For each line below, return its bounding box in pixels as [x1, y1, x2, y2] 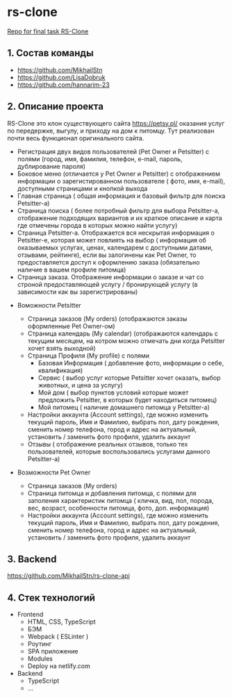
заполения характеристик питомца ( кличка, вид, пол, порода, [27, 496, 214, 504]
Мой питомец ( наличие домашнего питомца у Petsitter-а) [38, 403, 210, 411]
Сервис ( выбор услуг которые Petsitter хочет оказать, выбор [38, 373, 221, 382]
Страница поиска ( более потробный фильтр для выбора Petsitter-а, [17, 206, 220, 215]
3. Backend [7, 553, 57, 565]
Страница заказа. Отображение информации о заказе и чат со [17, 272, 204, 281]
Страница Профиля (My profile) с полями [27, 351, 150, 360]
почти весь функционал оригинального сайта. [7, 133, 144, 142]
